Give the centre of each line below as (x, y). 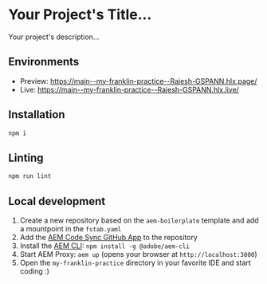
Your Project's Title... (80, 15)
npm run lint (30, 176)
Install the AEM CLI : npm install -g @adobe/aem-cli (104, 246)
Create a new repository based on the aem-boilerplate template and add (139, 220)
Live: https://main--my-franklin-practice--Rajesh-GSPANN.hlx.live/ (129, 89)
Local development (57, 201)
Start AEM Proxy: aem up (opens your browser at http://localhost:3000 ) (138, 254)
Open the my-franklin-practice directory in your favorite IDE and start (135, 262)
